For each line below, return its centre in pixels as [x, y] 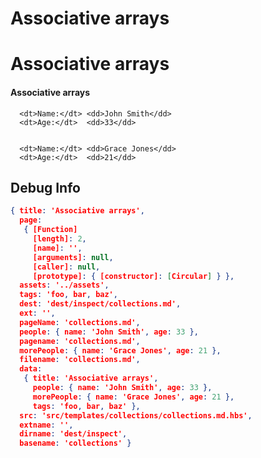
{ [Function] [50, 230]
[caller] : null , [66, 267]
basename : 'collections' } [75, 443]
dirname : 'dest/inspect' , [73, 434]
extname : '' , [46, 425]
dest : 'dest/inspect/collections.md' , [100, 304]
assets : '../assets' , [64, 285]
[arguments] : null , [73, 257]
